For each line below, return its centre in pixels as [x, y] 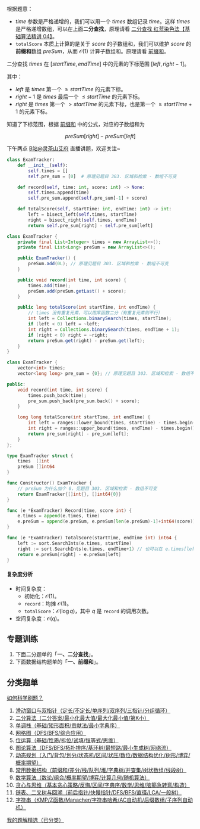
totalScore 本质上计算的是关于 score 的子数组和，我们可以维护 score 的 [103, 44]
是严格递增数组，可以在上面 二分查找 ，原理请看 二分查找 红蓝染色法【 [100, 29]
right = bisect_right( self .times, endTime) [82, 220]
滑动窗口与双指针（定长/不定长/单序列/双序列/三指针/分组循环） [93, 710]
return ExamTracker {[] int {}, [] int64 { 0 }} [69, 494]
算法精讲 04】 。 [39, 36]
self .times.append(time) [59, 192]
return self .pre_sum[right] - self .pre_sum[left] [91, 225]
